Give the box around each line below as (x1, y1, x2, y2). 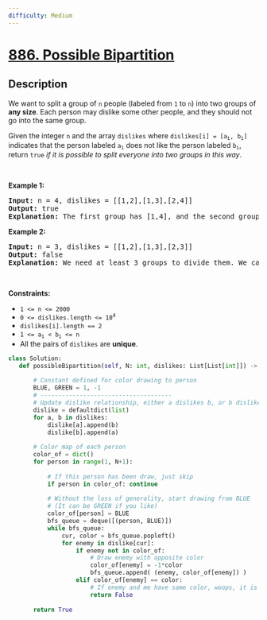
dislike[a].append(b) (47, 420, 119, 429)
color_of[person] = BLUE (47, 510, 130, 517)
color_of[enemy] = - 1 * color (90, 561, 183, 569)
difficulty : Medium (8, 11, 73, 20)
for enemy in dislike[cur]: (61, 539, 155, 547)
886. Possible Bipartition (8, 45, 175, 64)
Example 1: (8, 180, 45, 191)
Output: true (8, 204, 60, 213)
